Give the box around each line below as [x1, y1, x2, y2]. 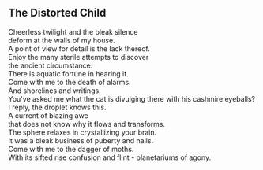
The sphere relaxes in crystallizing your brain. [8, 128, 157, 137]
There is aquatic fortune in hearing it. [8, 68, 129, 78]
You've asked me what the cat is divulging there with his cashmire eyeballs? [8, 94, 256, 103]
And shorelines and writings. [8, 86, 101, 95]
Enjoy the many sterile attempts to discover [8, 52, 149, 61]
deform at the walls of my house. [8, 35, 116, 45]
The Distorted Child [8, 6, 107, 20]
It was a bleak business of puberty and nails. [8, 135, 154, 145]
